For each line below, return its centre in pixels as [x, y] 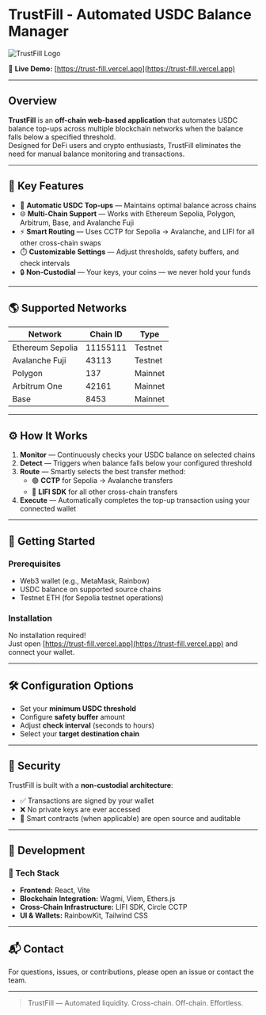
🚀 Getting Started [52, 541]
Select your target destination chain [80, 733]
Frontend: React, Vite [55, 890]
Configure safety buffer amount [72, 717]
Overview [33, 101]
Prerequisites [34, 564]
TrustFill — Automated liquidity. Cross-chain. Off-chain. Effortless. [135, 1003]
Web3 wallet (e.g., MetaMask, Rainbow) [85, 580]
